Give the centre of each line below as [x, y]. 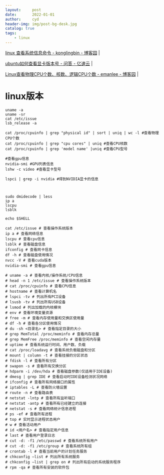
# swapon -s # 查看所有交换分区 [36, 366]
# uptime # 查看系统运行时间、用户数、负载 [45, 344]
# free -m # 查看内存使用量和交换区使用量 [45, 318]
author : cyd [22, 19]
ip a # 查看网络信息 [24, 233]
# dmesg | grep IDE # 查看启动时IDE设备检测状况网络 [56, 377]
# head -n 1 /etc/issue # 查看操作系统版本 [48, 281]
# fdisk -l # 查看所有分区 [31, 361]
